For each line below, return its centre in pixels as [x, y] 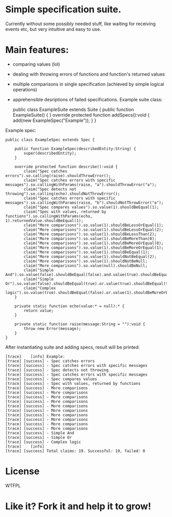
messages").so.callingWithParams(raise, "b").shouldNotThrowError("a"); [84, 202]
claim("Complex [40, 288]
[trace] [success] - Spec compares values [51, 379]
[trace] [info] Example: [35, 356]
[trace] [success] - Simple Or [39, 437]
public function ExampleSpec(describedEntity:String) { [76, 149]
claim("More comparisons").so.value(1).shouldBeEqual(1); [87, 252]
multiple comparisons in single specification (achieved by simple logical [88, 84]
